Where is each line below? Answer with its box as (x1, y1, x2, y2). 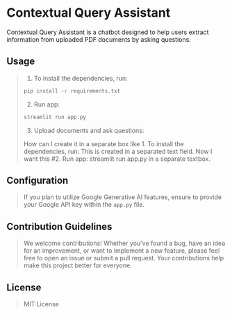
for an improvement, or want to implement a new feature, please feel (23, 246, 220, 255)
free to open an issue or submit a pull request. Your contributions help (23, 254, 224, 262)
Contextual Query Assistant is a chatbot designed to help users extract (6, 28, 209, 36)
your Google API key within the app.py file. (23, 201, 145, 209)
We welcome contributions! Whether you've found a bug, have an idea (23, 239, 226, 248)
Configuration (6, 174, 69, 186)
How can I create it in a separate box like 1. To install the (23, 139, 185, 148)
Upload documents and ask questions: (33, 126, 144, 134)
